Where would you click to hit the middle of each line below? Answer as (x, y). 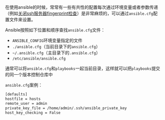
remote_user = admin (26, 103)
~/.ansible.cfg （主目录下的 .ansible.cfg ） (56, 53)
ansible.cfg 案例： (24, 85)
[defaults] (16, 94)
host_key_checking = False (33, 113)
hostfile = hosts (23, 99)
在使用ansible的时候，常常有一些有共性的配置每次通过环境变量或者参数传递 (82, 7)
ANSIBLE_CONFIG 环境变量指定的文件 (47, 40)
